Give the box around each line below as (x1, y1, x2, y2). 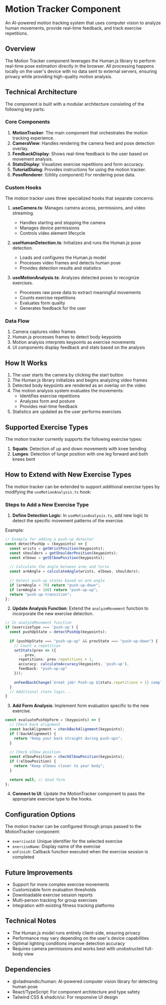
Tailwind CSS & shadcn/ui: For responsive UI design (12, 994, 118, 1000)
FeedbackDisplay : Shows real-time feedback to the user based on (12, 151, 148, 157)
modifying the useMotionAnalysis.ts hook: (5, 489, 91, 495)
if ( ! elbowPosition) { (9, 759, 56, 764)
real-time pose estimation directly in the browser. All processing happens (5, 63, 154, 69)
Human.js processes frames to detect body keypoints (12, 334, 122, 340)
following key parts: (5, 106, 45, 112)
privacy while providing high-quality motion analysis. (5, 73, 113, 80)
